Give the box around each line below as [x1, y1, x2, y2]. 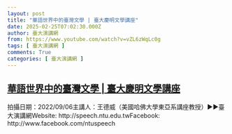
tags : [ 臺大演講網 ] [7, 42, 65, 49]
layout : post [7, 10, 45, 17]
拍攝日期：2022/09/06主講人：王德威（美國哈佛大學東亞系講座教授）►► [7, 102, 219, 111]
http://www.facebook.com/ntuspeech [7, 119, 115, 127]
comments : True [7, 49, 52, 56]
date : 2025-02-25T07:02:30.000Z [7, 23, 101, 30]
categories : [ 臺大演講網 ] [7, 56, 84, 62]
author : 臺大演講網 [7, 29, 59, 37]
